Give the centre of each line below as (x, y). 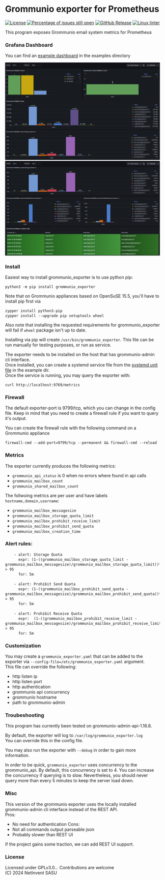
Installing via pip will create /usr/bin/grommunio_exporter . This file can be (80, 339)
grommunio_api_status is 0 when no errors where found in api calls (79, 475)
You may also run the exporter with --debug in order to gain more (70, 750)
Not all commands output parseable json (53, 829)
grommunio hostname (34, 698)
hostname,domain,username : (32, 501)
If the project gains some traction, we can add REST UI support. (69, 844)
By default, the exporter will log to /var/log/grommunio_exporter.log (74, 735)
